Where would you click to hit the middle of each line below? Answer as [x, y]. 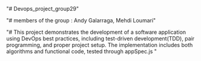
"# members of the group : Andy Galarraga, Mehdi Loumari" [81, 20]
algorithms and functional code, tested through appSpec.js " [82, 51]
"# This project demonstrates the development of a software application [96, 32]
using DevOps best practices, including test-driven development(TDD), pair [100, 38]
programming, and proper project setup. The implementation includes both [100, 45]
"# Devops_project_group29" [43, 9]
